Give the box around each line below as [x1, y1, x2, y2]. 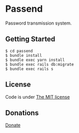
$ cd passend [5, 48, 33, 54]
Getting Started [5, 35, 56, 43]
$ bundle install [5, 53, 42, 58]
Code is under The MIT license [5, 94, 70, 100]
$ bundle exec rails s [5, 66, 54, 72]
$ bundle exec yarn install [5, 57, 65, 62]
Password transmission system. [5, 20, 72, 26]
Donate [5, 122, 21, 128]
